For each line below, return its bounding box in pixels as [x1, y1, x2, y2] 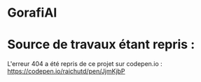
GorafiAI [7, 5, 57, 21]
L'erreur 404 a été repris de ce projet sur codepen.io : [7, 60, 162, 68]
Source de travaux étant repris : [7, 37, 195, 53]
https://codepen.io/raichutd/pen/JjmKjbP [7, 67, 125, 76]
